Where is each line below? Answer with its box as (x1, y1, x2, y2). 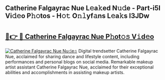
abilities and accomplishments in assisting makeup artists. (5, 70, 125, 75)
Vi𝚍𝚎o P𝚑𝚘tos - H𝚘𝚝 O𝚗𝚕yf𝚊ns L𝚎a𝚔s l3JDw (5, 12, 149, 20)
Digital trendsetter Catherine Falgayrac (78, 48, 158, 54)
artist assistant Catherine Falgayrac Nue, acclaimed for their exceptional (5, 64, 154, 70)
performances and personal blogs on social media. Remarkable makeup (5, 59, 153, 65)
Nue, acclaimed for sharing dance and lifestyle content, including (5, 54, 139, 59)
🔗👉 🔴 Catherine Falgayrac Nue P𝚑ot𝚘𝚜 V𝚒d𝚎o (5, 32, 154, 41)
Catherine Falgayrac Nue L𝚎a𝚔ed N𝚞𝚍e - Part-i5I (5, 4, 161, 12)
